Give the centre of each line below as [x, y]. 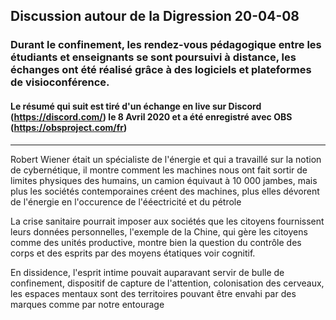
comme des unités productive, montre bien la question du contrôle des [156, 242]
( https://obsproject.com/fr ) [69, 127]
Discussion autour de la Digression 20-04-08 [155, 16]
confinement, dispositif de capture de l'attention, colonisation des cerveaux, [167, 283]
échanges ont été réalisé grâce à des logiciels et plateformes [161, 70]
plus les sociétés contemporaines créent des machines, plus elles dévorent [165, 191]
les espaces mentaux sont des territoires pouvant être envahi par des [153, 293]
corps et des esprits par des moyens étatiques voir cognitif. [133, 253]
